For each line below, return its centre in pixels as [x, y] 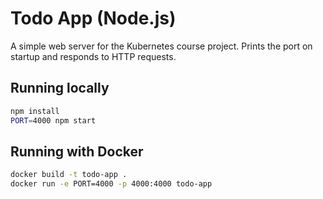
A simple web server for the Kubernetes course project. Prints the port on [161, 46]
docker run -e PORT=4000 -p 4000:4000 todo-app [111, 184]
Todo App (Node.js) [93, 18]
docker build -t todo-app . [69, 175]
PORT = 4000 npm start [53, 120]
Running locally [60, 88]
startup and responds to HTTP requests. [93, 56]
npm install [35, 111]
